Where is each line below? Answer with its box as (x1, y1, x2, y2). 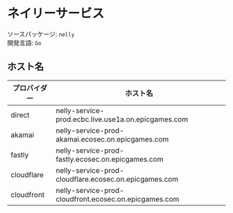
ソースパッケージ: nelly (7, 30, 75, 38)
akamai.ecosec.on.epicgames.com (55, 134, 169, 144)
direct (10, 110, 30, 119)
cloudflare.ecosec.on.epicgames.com (55, 174, 179, 184)
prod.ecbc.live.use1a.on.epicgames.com (55, 114, 189, 124)
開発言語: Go (7, 38, 42, 46)
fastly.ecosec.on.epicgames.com (55, 154, 164, 164)
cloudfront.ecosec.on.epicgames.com (55, 194, 180, 204)
